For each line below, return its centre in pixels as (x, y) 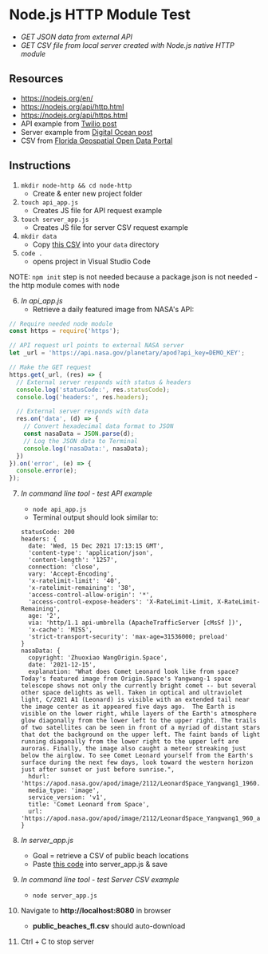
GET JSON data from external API (77, 37)
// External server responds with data (83, 412)
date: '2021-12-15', (62, 665)
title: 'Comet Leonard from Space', (89, 805)
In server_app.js (47, 841)
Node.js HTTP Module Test (100, 15)
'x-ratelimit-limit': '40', (75, 581)
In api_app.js (41, 300)
